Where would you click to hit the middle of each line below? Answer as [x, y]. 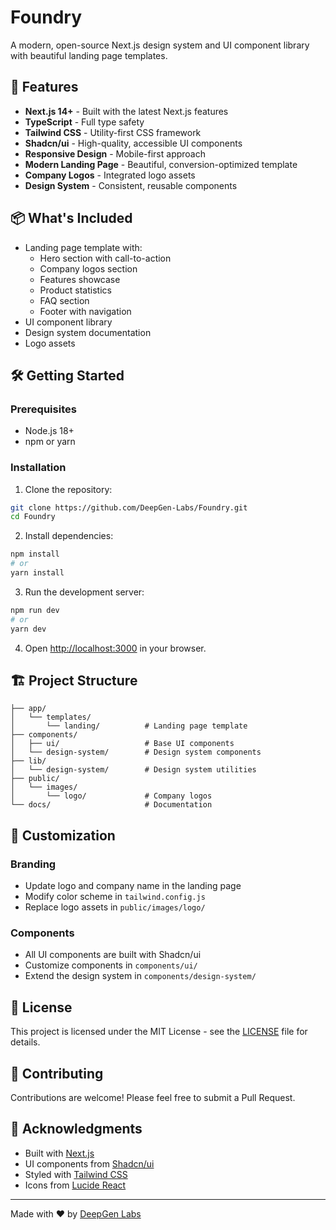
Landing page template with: [83, 247]
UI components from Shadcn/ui [89, 1163]
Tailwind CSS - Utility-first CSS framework [113, 132]
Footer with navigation [85, 311]
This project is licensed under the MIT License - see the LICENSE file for [159, 1032]
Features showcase [80, 279]
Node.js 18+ [49, 431]
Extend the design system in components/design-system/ [140, 976]
